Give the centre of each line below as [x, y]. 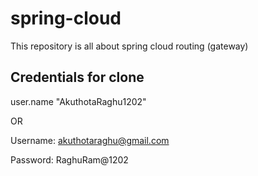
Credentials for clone [77, 77]
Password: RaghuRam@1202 [69, 159]
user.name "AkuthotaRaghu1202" [78, 101]
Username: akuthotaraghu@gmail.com [90, 140]
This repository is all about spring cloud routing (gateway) [129, 46]
